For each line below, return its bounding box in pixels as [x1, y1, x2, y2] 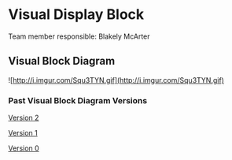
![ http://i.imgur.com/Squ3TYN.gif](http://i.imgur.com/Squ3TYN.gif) [8, 75, 224, 84]
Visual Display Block [8, 6, 145, 24]
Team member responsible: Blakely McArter [8, 32, 151, 41]
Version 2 [8, 113, 39, 123]
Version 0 [8, 143, 39, 153]
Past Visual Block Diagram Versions [8, 95, 148, 106]
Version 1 [8, 128, 38, 138]
